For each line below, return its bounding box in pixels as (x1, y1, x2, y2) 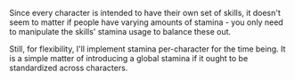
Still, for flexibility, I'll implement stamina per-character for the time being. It (9, 44, 286, 54)
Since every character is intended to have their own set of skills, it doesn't (9, 8, 281, 18)
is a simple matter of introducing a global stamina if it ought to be (9, 53, 249, 63)
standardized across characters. (9, 62, 128, 73)
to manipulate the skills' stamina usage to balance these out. (9, 27, 232, 36)
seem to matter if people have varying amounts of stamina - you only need (9, 17, 283, 28)
